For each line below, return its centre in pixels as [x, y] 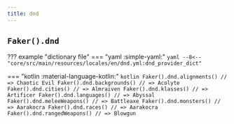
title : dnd [23, 14]
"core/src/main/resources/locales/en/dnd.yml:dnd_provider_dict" [104, 63]
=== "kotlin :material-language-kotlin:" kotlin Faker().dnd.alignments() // [117, 77]
